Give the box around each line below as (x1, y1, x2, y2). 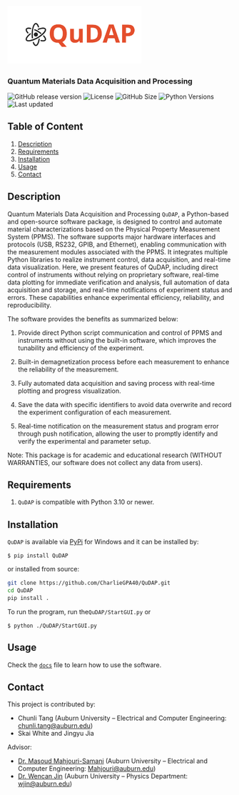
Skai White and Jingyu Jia (17, 729, 94, 738)
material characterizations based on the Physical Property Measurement (7, 224, 220, 234)
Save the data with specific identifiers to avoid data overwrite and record (17, 400, 232, 409)
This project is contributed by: (7, 700, 96, 709)
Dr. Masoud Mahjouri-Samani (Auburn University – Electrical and (17, 756, 208, 766)
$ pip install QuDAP (7, 552, 69, 559)
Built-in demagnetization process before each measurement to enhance (17, 357, 230, 366)
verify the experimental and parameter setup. (17, 436, 151, 445)
